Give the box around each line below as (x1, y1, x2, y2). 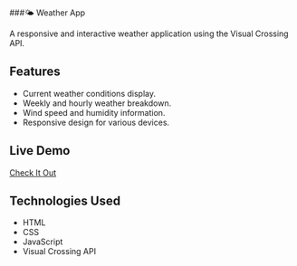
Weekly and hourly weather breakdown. (22, 98, 172, 109)
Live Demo (9, 143, 71, 158)
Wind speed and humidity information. (22, 107, 166, 118)
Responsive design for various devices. (22, 117, 170, 128)
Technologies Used (9, 194, 120, 209)
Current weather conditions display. (22, 88, 157, 99)
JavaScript (22, 236, 63, 247)
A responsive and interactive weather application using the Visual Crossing (9, 28, 289, 39)
